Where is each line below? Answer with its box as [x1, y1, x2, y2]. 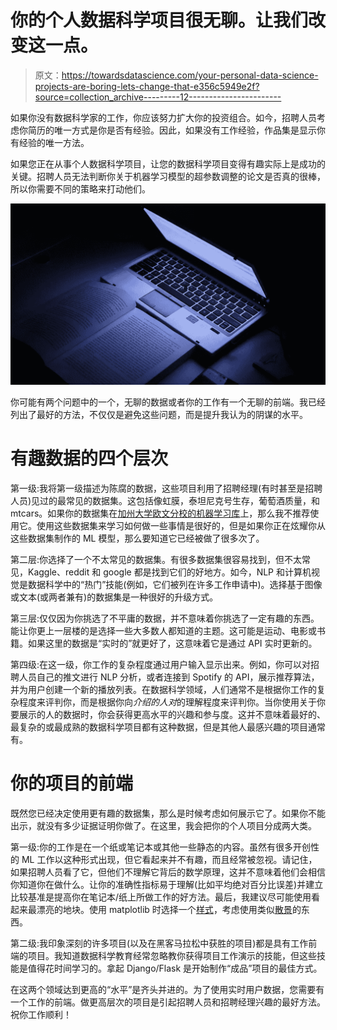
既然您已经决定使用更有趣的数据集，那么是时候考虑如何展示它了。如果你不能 [10, 807, 326, 819]
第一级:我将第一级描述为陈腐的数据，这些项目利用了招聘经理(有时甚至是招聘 [10, 482, 323, 494]
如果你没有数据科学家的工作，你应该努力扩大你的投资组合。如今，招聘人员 [10, 111, 317, 123]
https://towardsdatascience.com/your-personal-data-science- [61, 69, 319, 81]
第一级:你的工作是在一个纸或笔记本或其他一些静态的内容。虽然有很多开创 [10, 841, 312, 853]
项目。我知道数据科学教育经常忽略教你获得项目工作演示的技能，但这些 [27, 949, 317, 961]
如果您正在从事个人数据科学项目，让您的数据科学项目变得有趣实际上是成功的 [10, 157, 326, 170]
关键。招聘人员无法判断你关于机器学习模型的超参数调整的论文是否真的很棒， [10, 170, 326, 182]
